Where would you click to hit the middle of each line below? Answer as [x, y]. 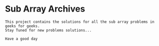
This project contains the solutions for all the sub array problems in [80, 22]
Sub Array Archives [45, 9]
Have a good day [21, 39]
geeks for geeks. [22, 26]
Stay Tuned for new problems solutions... [48, 30]
